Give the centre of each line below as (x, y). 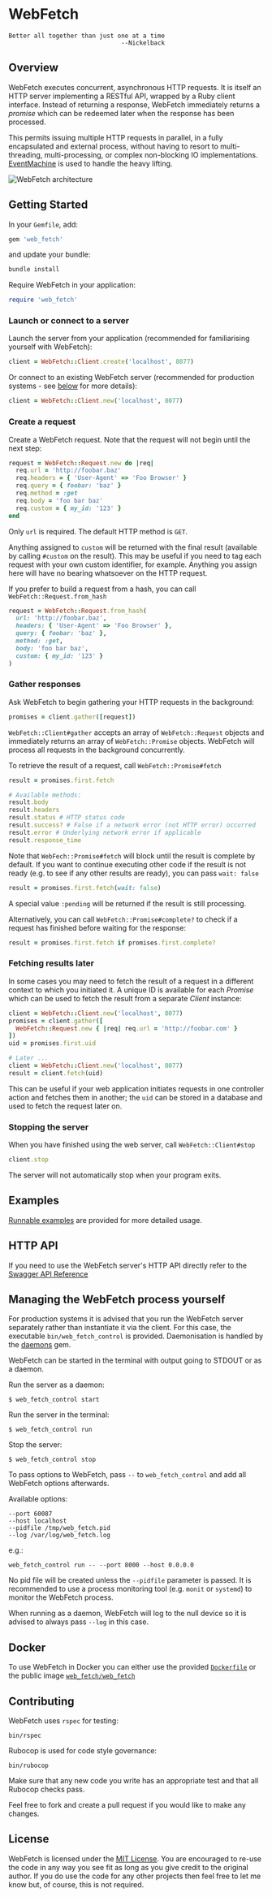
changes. (24, 1813)
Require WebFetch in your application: (72, 285)
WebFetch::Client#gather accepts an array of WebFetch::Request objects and (136, 732)
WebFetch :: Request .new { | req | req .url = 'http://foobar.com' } (127, 1028)
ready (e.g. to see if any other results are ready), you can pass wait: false (134, 873)
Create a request (42, 421)
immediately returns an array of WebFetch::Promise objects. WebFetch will (132, 741)
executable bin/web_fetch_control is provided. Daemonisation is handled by (136, 1336)
